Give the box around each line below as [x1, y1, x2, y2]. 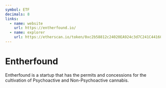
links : [5, 16, 19, 21]
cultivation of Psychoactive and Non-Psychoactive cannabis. [5, 77, 129, 83]
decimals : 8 [5, 12, 30, 17]
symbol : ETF [5, 7, 30, 12]
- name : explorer [9, 30, 45, 35]
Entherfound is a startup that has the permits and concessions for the [5, 72, 147, 78]
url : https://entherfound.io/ [14, 26, 77, 30]
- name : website [9, 21, 43, 26]
